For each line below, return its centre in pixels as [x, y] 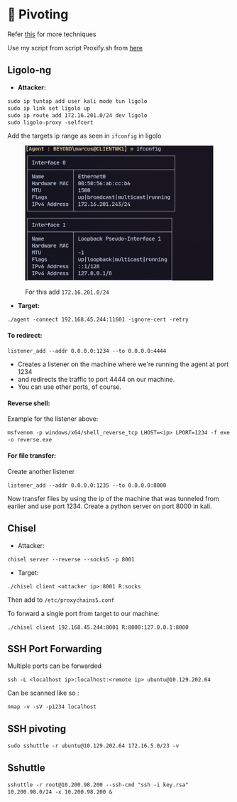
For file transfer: [32, 456]
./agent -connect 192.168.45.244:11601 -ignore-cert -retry [98, 320]
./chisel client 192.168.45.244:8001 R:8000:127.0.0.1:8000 [98, 627]
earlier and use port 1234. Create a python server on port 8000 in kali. [110, 506]
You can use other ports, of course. [70, 387]
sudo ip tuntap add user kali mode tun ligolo [77, 101]
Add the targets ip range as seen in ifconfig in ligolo [84, 136]
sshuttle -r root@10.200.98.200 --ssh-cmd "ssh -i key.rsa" [98, 785]
